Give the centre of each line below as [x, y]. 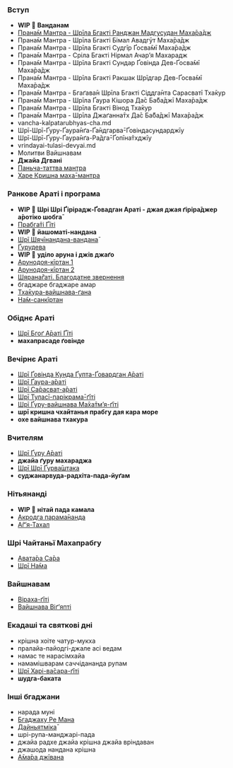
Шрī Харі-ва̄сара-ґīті [48, 670]
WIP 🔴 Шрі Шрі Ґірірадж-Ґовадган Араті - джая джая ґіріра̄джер [117, 209]
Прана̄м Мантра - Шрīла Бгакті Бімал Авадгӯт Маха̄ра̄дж [103, 40]
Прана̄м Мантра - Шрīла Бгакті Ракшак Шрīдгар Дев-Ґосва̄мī [110, 78]
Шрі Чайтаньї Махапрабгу [54, 542]
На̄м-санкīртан [40, 299]
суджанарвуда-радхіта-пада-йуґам [74, 476]
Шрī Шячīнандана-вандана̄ [58, 239]
